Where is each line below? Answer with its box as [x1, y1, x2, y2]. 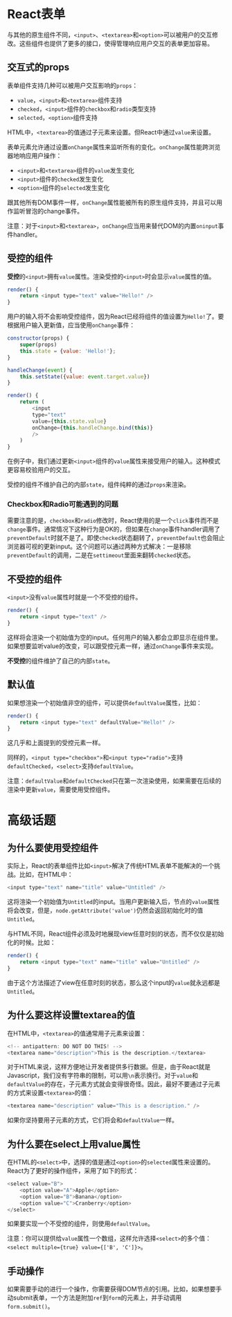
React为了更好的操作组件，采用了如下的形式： [7, 1167, 139, 1175]
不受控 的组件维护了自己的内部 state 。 [7, 656, 114, 665]
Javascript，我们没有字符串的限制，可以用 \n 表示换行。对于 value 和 [7, 1072, 199, 1080]
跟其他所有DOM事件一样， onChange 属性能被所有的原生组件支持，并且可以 [7, 198, 217, 207]
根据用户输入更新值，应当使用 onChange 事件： [7, 321, 136, 329]
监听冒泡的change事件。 [12, 207, 84, 215]
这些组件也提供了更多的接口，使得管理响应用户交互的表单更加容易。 [19, 39, 213, 47]
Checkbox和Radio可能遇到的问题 [7, 500, 119, 509]
